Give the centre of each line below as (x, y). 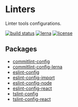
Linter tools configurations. (33, 23)
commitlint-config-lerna (37, 66)
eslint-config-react (32, 88)
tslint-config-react (32, 99)
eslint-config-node (32, 83)
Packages (21, 49)
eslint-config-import (34, 78)
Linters (20, 9)
